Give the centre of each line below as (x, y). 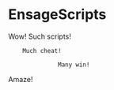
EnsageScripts (57, 15)
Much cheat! (42, 51)
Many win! (74, 65)
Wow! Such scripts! (40, 36)
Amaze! (21, 79)
